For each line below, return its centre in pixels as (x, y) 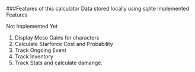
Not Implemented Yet (32, 26)
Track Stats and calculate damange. (58, 63)
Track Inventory (34, 56)
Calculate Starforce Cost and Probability (64, 44)
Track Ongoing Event (40, 50)
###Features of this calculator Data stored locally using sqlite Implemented (98, 9)
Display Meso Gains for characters (57, 37)
